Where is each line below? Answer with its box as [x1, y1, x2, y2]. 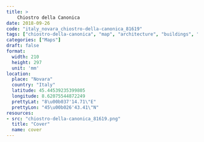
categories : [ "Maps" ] [6, 37, 61, 43]
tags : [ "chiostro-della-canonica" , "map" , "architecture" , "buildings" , [6, 31, 194, 37]
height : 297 [12, 59, 42, 65]
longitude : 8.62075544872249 [12, 93, 86, 99]
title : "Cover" [12, 121, 50, 127]
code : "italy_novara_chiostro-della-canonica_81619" [6, 25, 143, 32]
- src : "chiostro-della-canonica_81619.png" [6, 115, 121, 121]
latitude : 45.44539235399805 [12, 88, 86, 94]
